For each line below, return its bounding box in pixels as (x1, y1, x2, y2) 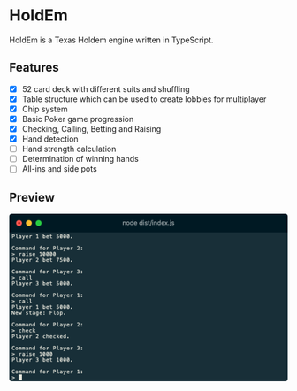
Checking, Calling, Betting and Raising (21, 124, 162, 134)
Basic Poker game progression (21, 113, 134, 124)
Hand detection (21, 134, 79, 144)
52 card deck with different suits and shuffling (21, 83, 190, 94)
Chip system (21, 103, 68, 114)
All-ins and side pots (21, 164, 97, 174)
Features (9, 60, 59, 75)
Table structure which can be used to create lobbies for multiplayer (21, 94, 267, 104)
